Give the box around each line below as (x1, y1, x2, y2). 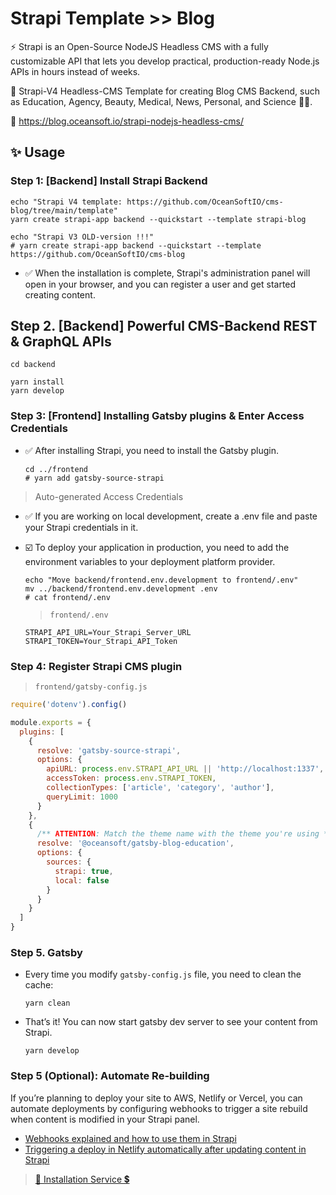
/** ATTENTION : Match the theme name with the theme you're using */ (36, 829, 333, 839)
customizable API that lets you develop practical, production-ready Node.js (10, 55, 320, 67)
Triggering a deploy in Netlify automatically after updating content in (24, 1143, 307, 1155)
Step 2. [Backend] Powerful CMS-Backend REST (10, 318, 318, 335)
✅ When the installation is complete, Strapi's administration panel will (24, 267, 311, 279)
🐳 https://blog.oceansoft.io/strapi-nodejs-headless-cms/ (10, 115, 244, 127)
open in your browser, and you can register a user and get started (24, 278, 297, 290)
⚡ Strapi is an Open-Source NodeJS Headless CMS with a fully (10, 40, 269, 52)
